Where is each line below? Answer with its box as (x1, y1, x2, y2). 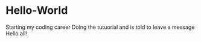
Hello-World (5, 4, 68, 17)
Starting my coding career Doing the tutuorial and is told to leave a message (5, 23, 195, 31)
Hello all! (5, 29, 28, 37)
